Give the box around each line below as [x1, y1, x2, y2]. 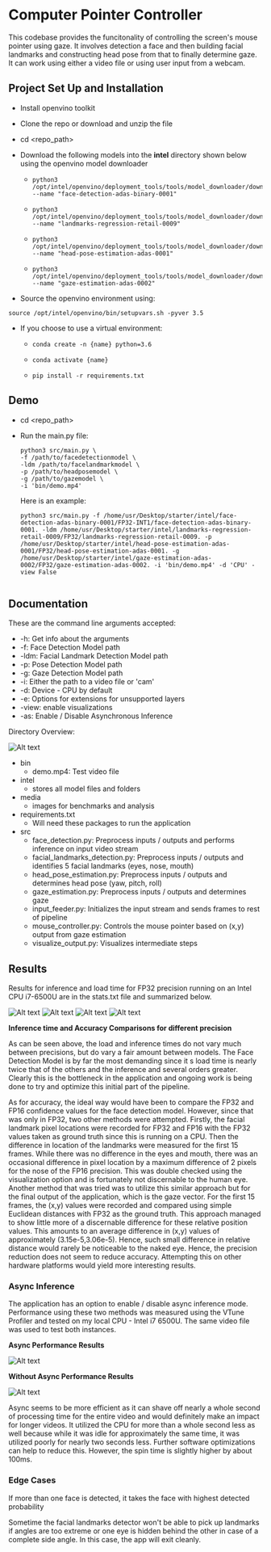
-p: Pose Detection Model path [19, 660, 123, 670]
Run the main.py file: [19, 431, 89, 440]
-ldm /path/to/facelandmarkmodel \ [19, 461, 140, 469]
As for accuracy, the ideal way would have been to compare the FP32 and [8, 1097, 254, 1108]
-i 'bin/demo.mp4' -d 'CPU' [153, 561, 248, 569]
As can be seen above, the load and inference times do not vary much [8, 1039, 242, 1049]
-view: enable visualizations [19, 703, 113, 713]
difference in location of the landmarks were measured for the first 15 [8, 1141, 239, 1150]
